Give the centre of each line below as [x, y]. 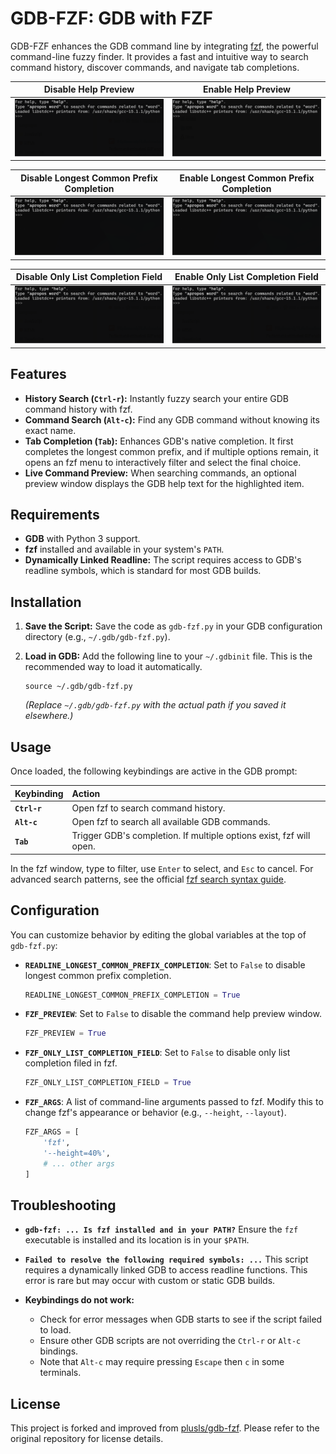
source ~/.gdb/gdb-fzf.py [78, 687]
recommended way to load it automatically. [113, 667]
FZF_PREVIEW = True [65, 1033]
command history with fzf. [78, 409]
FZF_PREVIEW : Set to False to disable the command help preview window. [173, 1014]
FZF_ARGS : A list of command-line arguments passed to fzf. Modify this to [174, 1102]
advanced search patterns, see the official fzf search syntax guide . [148, 879]
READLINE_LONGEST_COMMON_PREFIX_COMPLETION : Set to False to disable [165, 964]
